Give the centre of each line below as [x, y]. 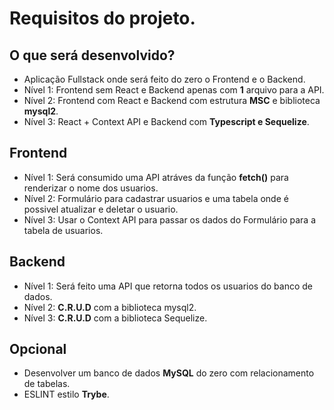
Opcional [38, 349]
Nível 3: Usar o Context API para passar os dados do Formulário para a [169, 219]
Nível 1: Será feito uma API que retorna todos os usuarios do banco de [168, 286]
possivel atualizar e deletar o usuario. [101, 209]
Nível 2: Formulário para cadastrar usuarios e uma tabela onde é [156, 198]
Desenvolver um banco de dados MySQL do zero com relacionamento [169, 373]
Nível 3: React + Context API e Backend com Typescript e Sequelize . [166, 121]
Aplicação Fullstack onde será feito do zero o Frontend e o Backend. [164, 79]
